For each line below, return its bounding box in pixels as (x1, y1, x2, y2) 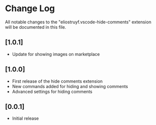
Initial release (12, 115, 39, 122)
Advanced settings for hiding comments (12, 89, 92, 94)
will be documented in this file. (5, 24, 67, 30)
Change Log (5, 3, 55, 14)
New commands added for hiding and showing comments (12, 83, 128, 89)
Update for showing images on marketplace (12, 51, 100, 57)
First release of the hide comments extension (12, 78, 103, 84)
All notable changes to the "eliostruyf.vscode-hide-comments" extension (5, 19, 152, 25)
